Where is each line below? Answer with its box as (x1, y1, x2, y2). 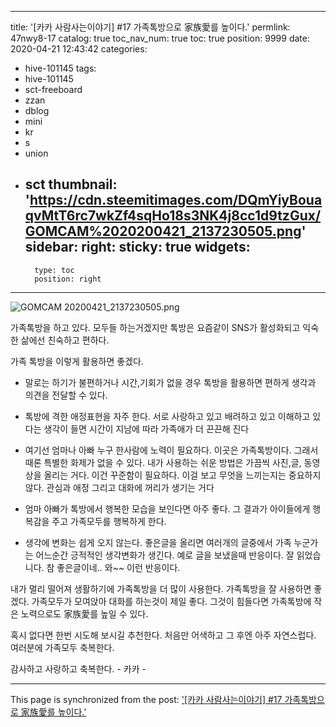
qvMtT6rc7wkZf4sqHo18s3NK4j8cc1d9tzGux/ (24, 207, 322, 225)
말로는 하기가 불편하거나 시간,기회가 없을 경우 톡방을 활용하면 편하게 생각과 (24, 376, 317, 388)
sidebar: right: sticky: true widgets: (24, 239, 251, 256)
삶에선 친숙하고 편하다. (20, 334, 110, 346)
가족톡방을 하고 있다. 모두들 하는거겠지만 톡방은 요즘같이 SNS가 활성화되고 (10, 321, 301, 333)
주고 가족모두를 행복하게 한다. (51, 515, 167, 527)
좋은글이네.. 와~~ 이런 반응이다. (56, 561, 181, 573)
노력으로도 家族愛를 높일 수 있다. (20, 607, 149, 620)
